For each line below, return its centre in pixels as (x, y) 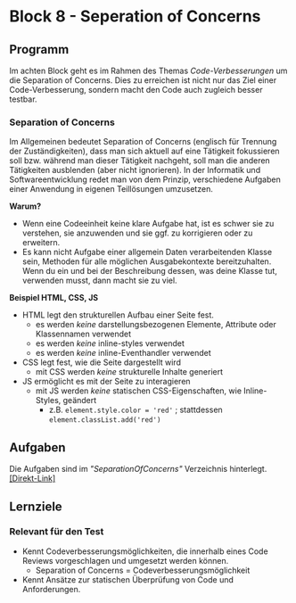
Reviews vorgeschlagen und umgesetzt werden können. (125, 560)
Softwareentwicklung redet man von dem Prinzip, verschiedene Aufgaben (145, 179)
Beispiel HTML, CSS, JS (54, 298)
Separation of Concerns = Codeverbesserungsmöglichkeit (143, 570)
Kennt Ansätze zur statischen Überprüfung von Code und (128, 579)
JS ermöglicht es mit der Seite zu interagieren (106, 382)
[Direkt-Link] (33, 478)
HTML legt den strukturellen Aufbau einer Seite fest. (118, 315)
